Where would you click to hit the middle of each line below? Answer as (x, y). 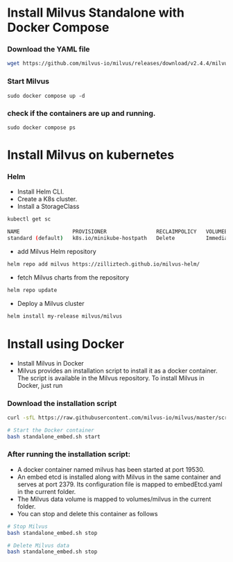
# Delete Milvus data (38, 545)
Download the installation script (62, 403)
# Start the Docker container (51, 430)
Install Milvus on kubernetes (91, 155)
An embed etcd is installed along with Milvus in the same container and (119, 477)
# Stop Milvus (28, 526)
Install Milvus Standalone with (96, 13)
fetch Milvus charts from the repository (73, 277)
